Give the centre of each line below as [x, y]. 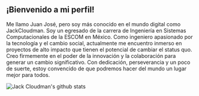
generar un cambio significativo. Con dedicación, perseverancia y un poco [98, 62]
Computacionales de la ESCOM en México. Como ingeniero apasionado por [99, 37]
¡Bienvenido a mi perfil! [50, 10]
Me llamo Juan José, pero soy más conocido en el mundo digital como [94, 24]
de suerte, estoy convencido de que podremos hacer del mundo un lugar [97, 69]
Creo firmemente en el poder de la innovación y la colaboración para [91, 55]
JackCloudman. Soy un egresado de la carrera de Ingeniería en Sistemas [97, 30]
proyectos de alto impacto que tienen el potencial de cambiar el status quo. [99, 49]
